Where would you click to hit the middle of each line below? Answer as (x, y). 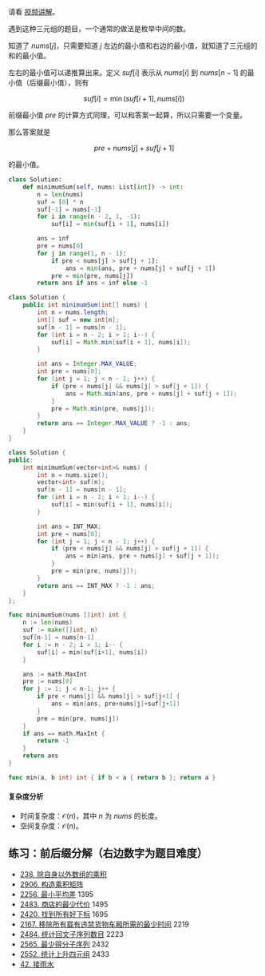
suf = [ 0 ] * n (60, 202)
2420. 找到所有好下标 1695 (64, 914)
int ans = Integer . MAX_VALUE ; (87, 364)
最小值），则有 (66, 83)
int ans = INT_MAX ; (69, 526)
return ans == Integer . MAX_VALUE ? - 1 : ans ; (114, 423)
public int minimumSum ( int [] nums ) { (85, 305)
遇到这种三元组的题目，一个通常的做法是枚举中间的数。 (99, 29)
